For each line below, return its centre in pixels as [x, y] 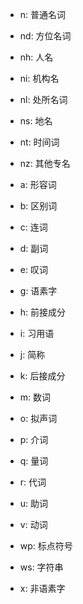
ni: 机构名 [39, 78]
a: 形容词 [38, 184]
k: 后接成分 [42, 376]
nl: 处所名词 [43, 99]
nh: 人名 [36, 57]
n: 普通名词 [43, 14]
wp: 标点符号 [46, 546]
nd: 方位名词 [45, 36]
